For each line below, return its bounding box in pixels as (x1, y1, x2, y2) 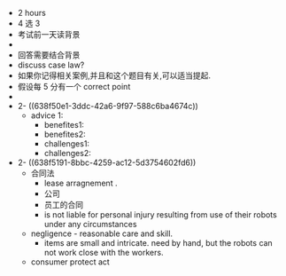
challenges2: (43, 148, 91, 158)
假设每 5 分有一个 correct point (17, 82, 131, 91)
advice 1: (30, 110, 64, 121)
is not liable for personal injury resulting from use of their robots (43, 209, 277, 220)
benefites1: (43, 120, 84, 130)
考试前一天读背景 (17, 29, 81, 39)
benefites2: (43, 129, 86, 139)
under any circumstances (43, 219, 137, 229)
